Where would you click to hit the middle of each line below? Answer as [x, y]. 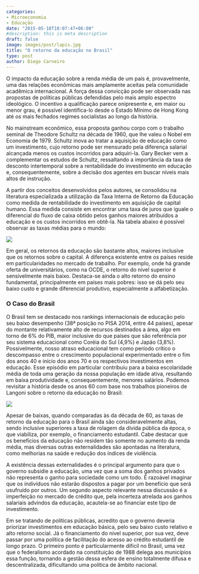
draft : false [22, 39]
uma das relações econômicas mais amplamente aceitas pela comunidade [97, 84]
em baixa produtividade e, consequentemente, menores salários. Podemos [98, 380]
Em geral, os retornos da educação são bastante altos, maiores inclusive [95, 250]
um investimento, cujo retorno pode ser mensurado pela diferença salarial [97, 147]
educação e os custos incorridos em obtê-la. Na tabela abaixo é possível [95, 221]
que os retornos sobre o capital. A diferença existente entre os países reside [99, 257]
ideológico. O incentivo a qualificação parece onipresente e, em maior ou [96, 103]
